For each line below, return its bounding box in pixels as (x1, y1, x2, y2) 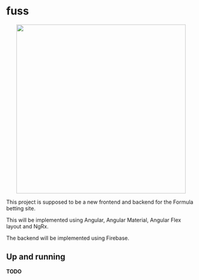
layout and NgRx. (6, 222, 49, 230)
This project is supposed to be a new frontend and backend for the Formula (6, 198, 194, 205)
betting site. (6, 204, 36, 212)
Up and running (6, 252, 66, 262)
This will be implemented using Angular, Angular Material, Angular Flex (6, 216, 182, 224)
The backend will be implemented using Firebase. (6, 234, 129, 242)
